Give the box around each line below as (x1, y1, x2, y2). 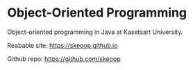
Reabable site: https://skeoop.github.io (7, 41, 118, 49)
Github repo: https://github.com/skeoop (7, 54, 121, 63)
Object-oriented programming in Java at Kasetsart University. (7, 28, 183, 36)
